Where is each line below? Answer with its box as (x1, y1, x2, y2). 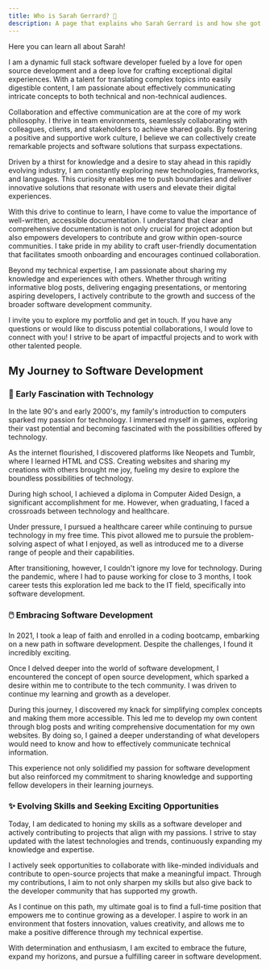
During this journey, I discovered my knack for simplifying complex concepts (8, 705, 263, 714)
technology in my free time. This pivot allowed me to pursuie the (8, 530, 222, 540)
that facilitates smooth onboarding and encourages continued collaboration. (8, 249, 260, 259)
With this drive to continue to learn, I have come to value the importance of (8, 206, 257, 216)
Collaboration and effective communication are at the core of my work (8, 106, 242, 117)
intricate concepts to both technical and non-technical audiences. (8, 91, 227, 101)
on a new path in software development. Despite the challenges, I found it (8, 639, 253, 649)
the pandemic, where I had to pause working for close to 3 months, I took (8, 572, 252, 581)
